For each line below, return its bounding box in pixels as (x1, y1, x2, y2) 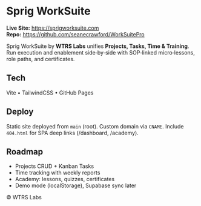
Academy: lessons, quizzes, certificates (15, 176, 115, 183)
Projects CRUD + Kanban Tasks (15, 162, 94, 170)
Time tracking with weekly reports (15, 169, 100, 176)
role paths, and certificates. (6, 55, 75, 62)
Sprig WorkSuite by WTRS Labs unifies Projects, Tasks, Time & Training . (6, 42, 189, 50)
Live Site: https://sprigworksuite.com (6, 24, 99, 32)
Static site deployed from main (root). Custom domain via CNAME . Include (6, 122, 184, 130)
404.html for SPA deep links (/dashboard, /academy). (6, 129, 139, 136)
